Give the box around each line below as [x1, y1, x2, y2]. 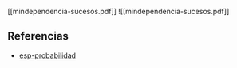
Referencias [7, 29, 69, 43]
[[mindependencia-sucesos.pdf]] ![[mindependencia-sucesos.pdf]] [7, 7, 230, 16]
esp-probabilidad [18, 51, 77, 60]
